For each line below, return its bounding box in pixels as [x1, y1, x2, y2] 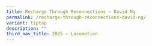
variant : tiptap [6, 20, 47, 26]
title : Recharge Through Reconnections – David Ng [6, 8, 136, 15]
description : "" [6, 25, 47, 32]
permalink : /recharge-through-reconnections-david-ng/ [6, 14, 147, 20]
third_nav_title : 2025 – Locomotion [6, 31, 98, 37]
